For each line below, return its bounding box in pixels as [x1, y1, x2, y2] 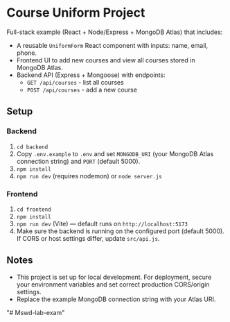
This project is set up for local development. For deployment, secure [16, 273, 212, 281]
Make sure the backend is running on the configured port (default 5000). [16, 227, 224, 235]
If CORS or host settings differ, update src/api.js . [16, 234, 160, 242]
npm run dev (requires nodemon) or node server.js [16, 171, 162, 180]
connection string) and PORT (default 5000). [16, 157, 141, 165]
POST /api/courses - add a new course [26, 85, 138, 94]
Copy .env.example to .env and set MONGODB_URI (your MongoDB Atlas [16, 149, 214, 158]
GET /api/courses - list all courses [26, 78, 124, 86]
